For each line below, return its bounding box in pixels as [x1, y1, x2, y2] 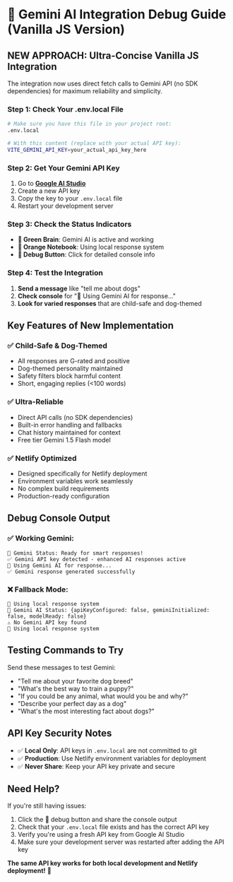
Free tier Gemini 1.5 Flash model [17, 435, 111, 444]
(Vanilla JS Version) [7, 21, 126, 37]
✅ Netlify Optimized [7, 453, 77, 463]
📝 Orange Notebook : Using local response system [17, 243, 165, 252]
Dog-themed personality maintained [17, 364, 124, 373]
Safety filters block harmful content [17, 372, 121, 380]
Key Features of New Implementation [7, 319, 174, 331]
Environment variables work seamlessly [17, 476, 133, 485]
